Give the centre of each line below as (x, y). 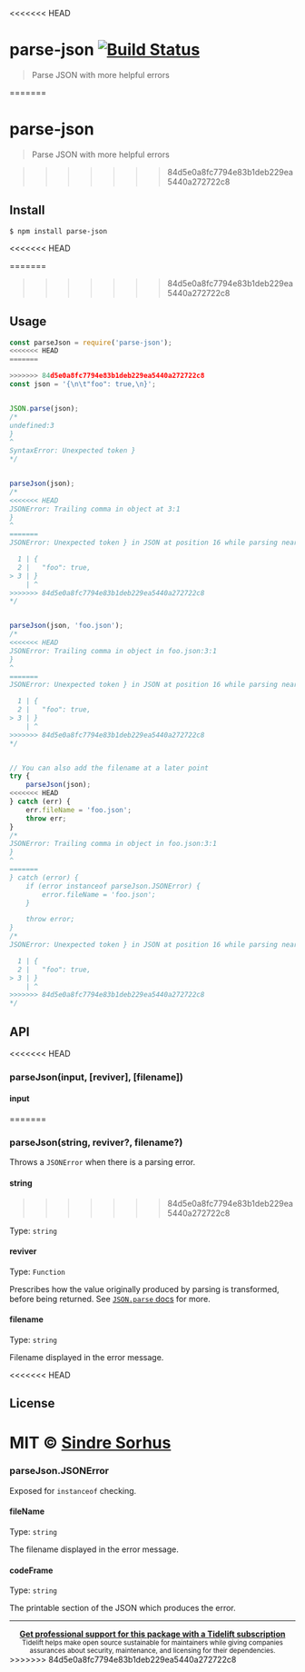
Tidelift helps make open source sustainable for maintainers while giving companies (152, 1643)
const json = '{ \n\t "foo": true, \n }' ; (83, 384)
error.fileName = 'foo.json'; (99, 894)
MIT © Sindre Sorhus (90, 1443)
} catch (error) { (44, 877)
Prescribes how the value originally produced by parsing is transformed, (144, 1289)
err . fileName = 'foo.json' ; (79, 810)
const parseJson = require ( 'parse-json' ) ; (91, 343)
